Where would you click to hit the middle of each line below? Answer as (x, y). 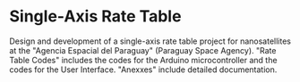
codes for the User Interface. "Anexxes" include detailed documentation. (143, 70)
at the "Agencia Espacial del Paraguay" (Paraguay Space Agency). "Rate (143, 50)
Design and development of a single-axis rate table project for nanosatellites (150, 41)
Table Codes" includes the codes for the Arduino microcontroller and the (143, 60)
